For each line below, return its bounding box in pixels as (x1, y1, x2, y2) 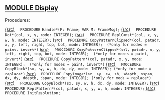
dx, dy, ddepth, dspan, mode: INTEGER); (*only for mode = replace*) (5, 75, 152, 80)
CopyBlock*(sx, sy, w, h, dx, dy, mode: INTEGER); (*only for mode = (5, 66, 152, 71)
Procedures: (5, 17, 31, 23)
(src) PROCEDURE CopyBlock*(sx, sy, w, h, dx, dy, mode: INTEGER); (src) (5, 80, 160, 86)
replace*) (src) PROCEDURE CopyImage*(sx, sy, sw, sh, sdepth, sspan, (5, 71, 155, 76)
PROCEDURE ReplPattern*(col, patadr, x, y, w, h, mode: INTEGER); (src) (5, 85, 156, 91)
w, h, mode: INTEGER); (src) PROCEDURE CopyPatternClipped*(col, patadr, (5, 37, 161, 43)
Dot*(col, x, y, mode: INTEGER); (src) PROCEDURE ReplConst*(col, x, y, (5, 31, 159, 37)
